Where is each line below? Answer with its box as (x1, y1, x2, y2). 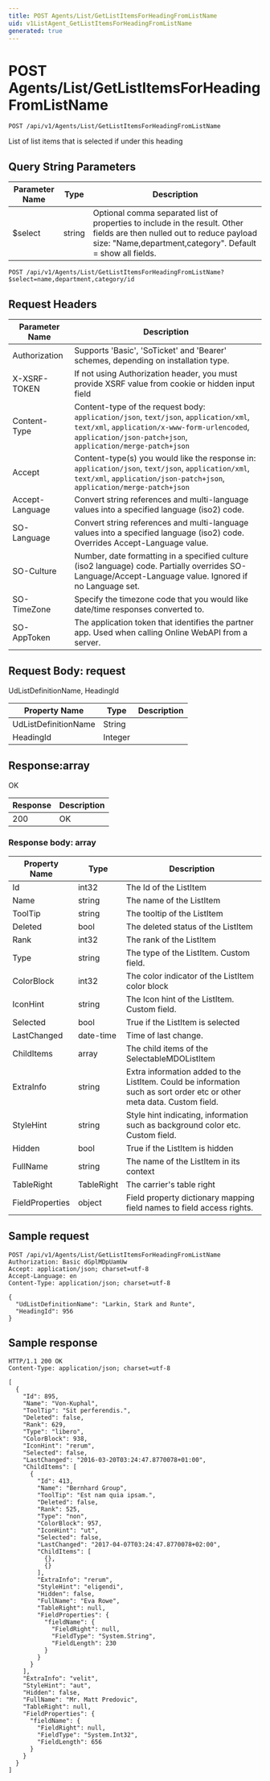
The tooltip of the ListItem (125, 907, 223, 919)
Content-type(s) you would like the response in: (74, 452, 256, 463)
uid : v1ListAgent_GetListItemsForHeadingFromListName (8, 19, 193, 27)
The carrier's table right (125, 1178, 215, 1189)
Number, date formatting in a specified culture (74, 550, 249, 561)
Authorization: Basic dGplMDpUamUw (8, 1258, 128, 1266)
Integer (103, 731, 131, 742)
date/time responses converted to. (74, 604, 205, 615)
